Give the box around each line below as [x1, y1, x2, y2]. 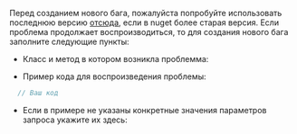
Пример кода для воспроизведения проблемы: [22, 71, 206, 82]
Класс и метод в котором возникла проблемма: [22, 54, 209, 64]
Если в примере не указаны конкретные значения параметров [22, 104, 267, 115]
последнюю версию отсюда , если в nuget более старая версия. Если [9, 17, 279, 28]
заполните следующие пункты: [9, 36, 129, 47]
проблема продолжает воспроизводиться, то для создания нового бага [9, 27, 289, 37]
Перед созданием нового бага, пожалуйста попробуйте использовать [9, 8, 283, 18]
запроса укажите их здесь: [22, 114, 129, 125]
